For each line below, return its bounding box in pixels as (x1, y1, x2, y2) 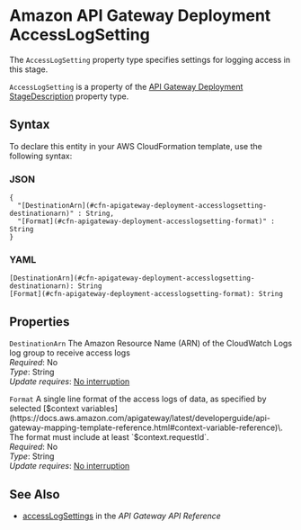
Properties (9, 314, 70, 329)
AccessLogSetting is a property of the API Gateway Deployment (9, 81, 243, 92)
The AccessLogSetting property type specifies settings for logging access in (9, 54, 290, 65)
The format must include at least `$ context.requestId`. (9, 432, 209, 443)
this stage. (9, 64, 49, 75)
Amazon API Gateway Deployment (9, 5, 271, 26)
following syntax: (9, 150, 73, 161)
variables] (80, 403, 119, 414)
